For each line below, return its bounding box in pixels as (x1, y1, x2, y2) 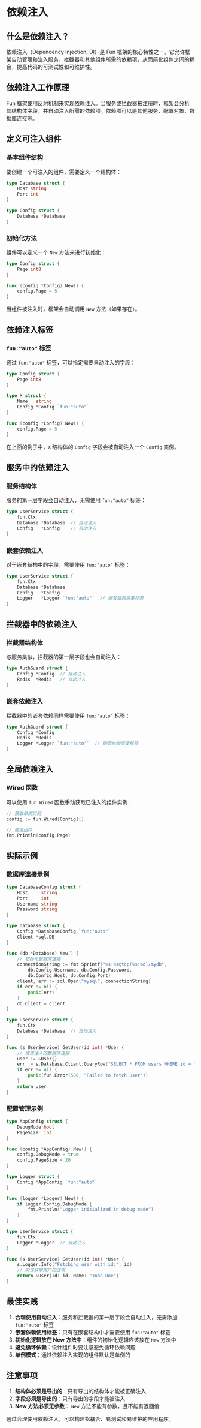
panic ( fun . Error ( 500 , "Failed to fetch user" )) (28, 1072, 148, 1078)
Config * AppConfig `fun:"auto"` (17, 1179, 98, 1185)
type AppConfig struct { (6, 1119, 68, 1125)
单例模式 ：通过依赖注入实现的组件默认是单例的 (14, 1351, 130, 1358)
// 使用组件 (6, 827, 33, 833)
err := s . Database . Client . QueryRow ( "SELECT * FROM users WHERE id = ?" (17, 1061, 199, 1068)
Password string (17, 906, 58, 912)
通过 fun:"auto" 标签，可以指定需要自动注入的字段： (6, 359, 136, 366)
